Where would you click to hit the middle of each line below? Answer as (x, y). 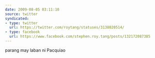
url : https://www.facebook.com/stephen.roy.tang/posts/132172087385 (80, 37)
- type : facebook (23, 32)
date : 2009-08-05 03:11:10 (32, 9)
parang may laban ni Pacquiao (35, 50)
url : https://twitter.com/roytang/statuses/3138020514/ (67, 28)
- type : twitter (21, 23)
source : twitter (21, 14)
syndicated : (17, 18)
